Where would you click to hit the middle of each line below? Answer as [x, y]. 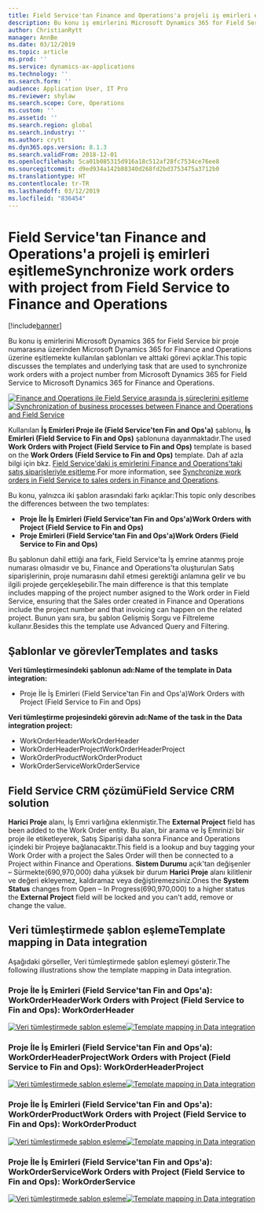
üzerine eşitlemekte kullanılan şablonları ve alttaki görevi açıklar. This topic [128, 358]
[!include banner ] [35, 326]
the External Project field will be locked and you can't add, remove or [121, 897]
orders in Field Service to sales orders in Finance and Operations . [114, 480]
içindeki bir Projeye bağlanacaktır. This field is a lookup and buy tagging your [132, 847]
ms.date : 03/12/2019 [42, 45]
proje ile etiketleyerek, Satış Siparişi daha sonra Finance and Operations [125, 839]
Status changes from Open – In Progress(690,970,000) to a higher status [127, 889]
